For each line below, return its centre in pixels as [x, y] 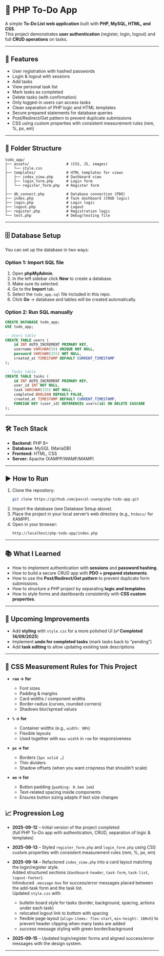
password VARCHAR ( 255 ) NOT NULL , [48, 354]
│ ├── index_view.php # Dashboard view [53, 177]
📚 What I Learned [33, 553]
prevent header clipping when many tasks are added [72, 924]
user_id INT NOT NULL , [37, 385]
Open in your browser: [35, 525]
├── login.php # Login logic [50, 202]
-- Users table [20, 335]
